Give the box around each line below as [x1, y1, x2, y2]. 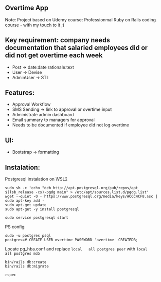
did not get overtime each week [5, 51, 103, 60]
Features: [5, 88, 35, 97]
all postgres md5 [5, 251, 40, 256]
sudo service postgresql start [5, 215, 69, 220]
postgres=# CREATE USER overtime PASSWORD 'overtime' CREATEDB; [5, 238, 138, 243]
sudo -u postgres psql [5, 233, 51, 238]
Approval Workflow [12, 102, 51, 107]
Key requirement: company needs [5, 36, 110, 44]
